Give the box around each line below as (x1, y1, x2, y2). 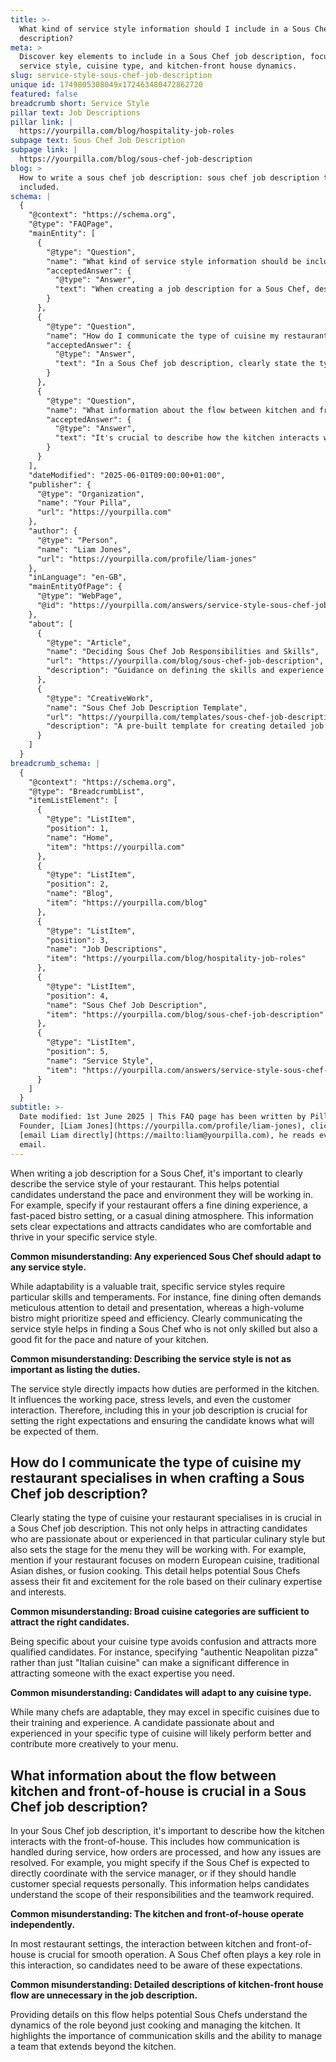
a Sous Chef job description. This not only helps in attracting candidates (10, 1522, 308, 1535)
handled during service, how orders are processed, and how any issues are (10, 1846, 322, 1858)
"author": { (28, 526, 78, 536)
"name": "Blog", (46, 889, 114, 899)
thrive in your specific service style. (10, 1231, 158, 1243)
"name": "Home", (46, 832, 114, 843)
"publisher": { (28, 479, 92, 490)
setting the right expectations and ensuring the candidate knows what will (10, 1414, 315, 1426)
